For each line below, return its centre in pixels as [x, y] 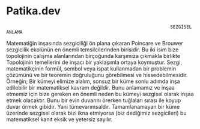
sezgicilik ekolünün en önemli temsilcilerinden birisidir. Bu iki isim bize [92, 50]
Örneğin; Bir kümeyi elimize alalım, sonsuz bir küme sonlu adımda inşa [93, 81]
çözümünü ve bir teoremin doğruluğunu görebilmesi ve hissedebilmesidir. [97, 75]
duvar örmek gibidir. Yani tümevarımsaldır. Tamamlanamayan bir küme [93, 106]
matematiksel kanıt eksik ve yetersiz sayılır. [59, 119]
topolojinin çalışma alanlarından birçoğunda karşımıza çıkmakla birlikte [93, 56]
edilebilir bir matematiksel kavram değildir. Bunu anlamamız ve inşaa [91, 87]
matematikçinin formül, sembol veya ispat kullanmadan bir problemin [91, 68]
